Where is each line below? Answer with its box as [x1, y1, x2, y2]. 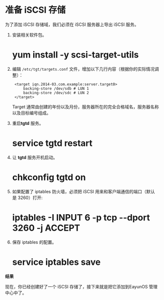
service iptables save [12, 257, 101, 267]
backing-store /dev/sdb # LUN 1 [23, 86, 89, 91]
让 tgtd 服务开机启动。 [12, 154, 58, 160]
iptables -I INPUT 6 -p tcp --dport [12, 212, 150, 223]
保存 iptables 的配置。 [12, 239, 57, 245]
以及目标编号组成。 [12, 110, 51, 116]
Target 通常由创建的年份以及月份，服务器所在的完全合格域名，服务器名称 [12, 103, 159, 110]
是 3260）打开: [12, 195, 43, 200]
